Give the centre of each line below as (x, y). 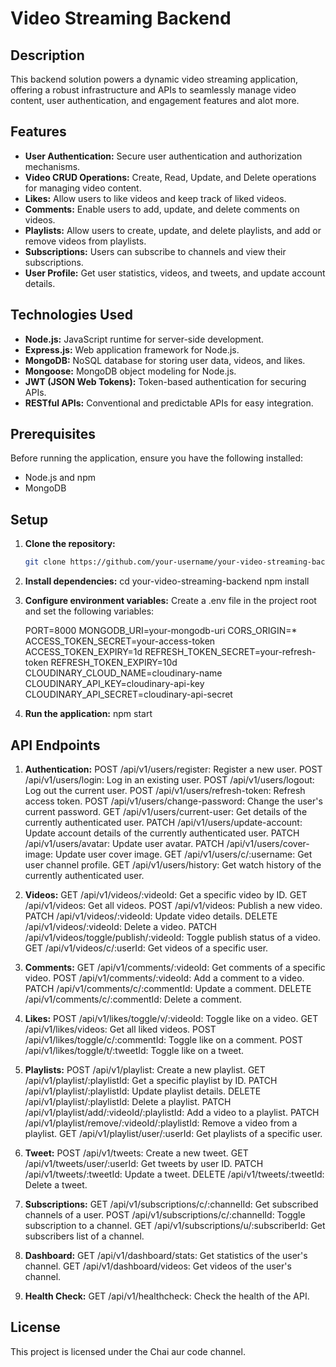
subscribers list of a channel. (84, 1236)
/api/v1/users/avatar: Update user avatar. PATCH (124, 843)
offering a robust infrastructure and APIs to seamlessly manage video (153, 90)
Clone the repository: (70, 544)
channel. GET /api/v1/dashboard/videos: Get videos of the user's (158, 1266)
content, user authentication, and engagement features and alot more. (155, 100)
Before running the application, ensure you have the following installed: (157, 458)
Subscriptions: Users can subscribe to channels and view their (155, 251)
